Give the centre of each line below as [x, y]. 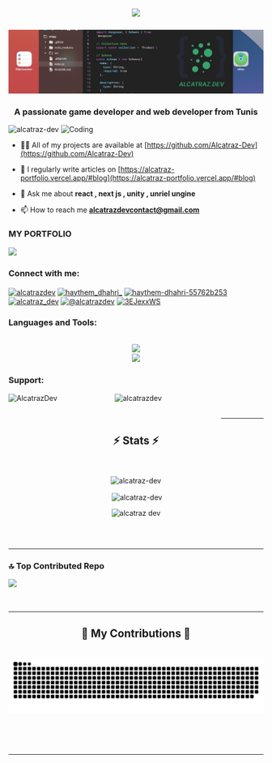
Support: [26, 381]
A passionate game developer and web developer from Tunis [136, 112]
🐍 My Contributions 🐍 [136, 633]
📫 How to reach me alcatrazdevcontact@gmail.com [110, 210]
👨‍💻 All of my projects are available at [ [83, 145]
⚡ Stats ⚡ [136, 441]
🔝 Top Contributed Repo [57, 565]
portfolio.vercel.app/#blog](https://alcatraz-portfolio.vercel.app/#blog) [138, 178]
